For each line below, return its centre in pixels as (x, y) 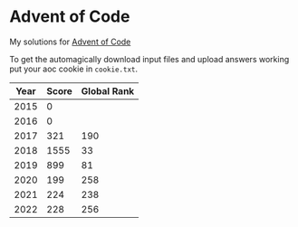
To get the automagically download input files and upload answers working (149, 59)
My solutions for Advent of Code (70, 42)
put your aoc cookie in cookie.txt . (74, 69)
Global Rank (108, 90)
